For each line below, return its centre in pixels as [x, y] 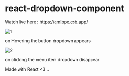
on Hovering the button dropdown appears [48, 41]
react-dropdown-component [65, 9]
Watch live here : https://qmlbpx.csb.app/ [46, 22]
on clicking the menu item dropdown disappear [52, 59]
